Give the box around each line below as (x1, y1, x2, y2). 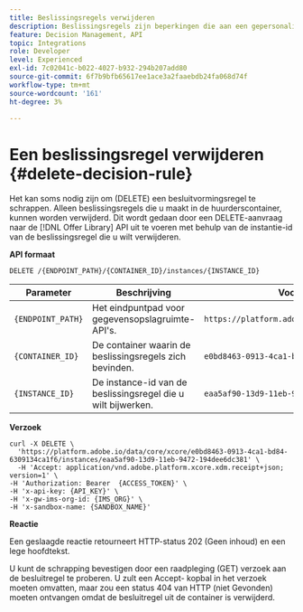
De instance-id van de (91, 376, 188, 389)
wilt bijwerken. (91, 399, 153, 411)
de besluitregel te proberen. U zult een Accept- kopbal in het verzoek (9, 573, 268, 584)
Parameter (25, 287, 72, 299)
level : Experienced (9, 55, 83, 64)
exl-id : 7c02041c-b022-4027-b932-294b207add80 (9, 64, 188, 73)
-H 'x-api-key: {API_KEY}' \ (9, 487, 119, 496)
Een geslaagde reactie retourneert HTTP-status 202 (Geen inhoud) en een (9, 536, 286, 547)
